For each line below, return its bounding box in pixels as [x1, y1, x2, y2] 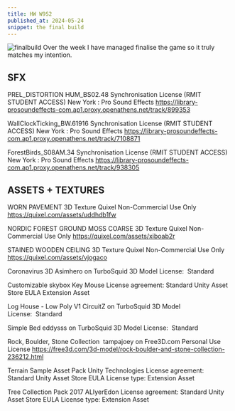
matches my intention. [7, 51, 72, 59]
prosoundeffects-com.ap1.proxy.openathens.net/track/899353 [7, 105, 191, 114]
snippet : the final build [7, 24, 84, 31]
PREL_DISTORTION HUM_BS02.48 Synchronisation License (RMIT [7, 90, 202, 99]
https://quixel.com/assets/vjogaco [7, 254, 108, 261]
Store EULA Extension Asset [7, 288, 90, 296]
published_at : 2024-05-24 [7, 17, 84, 24]
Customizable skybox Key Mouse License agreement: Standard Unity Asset [7, 281, 229, 289]
